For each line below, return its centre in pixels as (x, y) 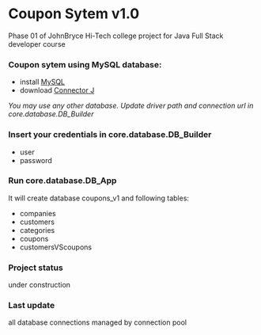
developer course (37, 44)
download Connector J (57, 90)
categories (37, 230)
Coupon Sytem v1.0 (74, 14)
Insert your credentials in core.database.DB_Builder (110, 135)
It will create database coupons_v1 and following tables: (99, 198)
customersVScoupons (56, 247)
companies (38, 213)
